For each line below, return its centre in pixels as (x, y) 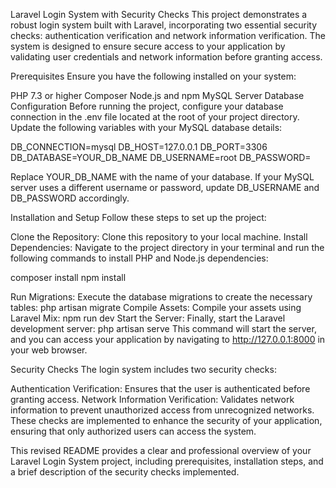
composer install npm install (68, 277)
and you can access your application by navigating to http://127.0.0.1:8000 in (168, 339)
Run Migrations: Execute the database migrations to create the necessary (161, 297)
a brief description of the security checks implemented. (125, 472)
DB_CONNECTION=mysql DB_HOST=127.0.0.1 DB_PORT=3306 (139, 147)
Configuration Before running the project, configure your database (147, 106)
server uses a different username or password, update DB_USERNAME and (165, 187)
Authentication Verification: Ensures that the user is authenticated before (160, 388)
